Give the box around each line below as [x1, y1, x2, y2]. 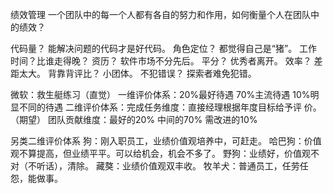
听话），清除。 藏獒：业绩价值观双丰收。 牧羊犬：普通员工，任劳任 [36, 160, 309, 172]
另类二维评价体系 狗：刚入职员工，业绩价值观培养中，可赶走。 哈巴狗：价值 [10, 135, 322, 147]
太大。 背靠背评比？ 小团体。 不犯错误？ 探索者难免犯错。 [18, 68, 257, 79]
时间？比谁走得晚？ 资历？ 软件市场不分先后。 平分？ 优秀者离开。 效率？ [10, 55, 312, 67]
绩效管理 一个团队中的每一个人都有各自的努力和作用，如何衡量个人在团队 [10, 9, 311, 20]
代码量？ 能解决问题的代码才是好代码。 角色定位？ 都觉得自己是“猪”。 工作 [10, 43, 318, 54]
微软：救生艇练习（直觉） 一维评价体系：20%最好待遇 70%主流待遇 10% [10, 89, 311, 100]
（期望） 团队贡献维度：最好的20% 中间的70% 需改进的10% [10, 114, 258, 125]
